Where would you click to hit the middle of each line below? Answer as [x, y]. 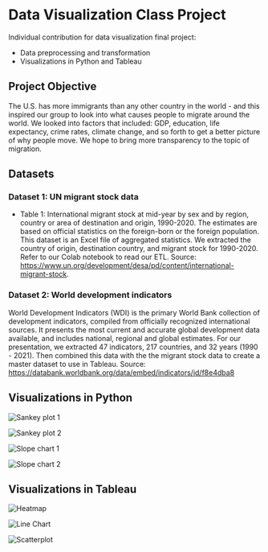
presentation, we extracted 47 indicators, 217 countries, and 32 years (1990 [133, 347]
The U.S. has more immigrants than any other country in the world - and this [134, 105]
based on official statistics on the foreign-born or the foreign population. [139, 232]
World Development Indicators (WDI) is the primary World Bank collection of [134, 312]
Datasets [31, 174]
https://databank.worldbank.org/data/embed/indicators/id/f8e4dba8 [122, 373]
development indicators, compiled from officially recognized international [129, 321]
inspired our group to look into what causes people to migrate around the [129, 114]
